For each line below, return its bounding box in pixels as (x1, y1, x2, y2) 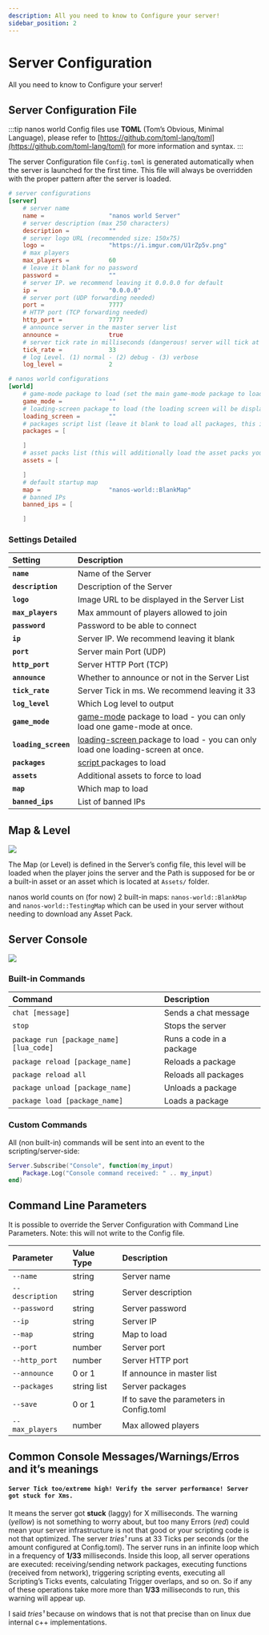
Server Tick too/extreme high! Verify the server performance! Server (8, 1485, 249, 1493)
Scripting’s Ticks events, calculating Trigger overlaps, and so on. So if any (8, 1576, 252, 1585)
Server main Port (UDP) (77, 646, 167, 657)
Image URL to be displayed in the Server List (77, 594, 244, 605)
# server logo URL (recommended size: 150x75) (22, 234, 181, 242)
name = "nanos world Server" (22, 211, 181, 220)
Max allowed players (122, 1420, 200, 1431)
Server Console (8, 932, 88, 946)
